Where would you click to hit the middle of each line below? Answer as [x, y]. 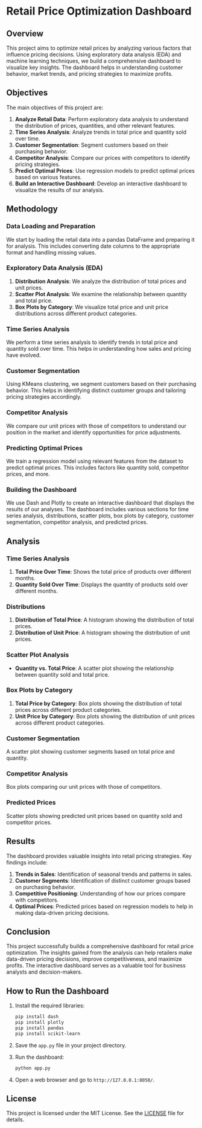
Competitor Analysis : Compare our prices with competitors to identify [103, 158]
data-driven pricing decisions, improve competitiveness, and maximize [94, 959]
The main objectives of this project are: [55, 107]
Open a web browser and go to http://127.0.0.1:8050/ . [85, 1080]
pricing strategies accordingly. [44, 397]
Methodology [32, 209]
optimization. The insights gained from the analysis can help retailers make [99, 953]
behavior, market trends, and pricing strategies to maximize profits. [90, 74]
